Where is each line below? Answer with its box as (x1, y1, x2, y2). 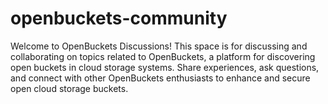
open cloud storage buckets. (10, 82, 129, 94)
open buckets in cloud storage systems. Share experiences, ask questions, (10, 61, 320, 73)
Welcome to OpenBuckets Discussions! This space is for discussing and (10, 40, 308, 52)
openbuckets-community (10, 7, 228, 30)
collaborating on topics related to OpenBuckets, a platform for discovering (10, 50, 316, 62)
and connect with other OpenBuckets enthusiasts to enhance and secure (10, 72, 311, 84)
